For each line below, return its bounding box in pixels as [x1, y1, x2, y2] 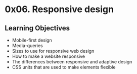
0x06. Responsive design [5, 4, 114, 15]
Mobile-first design [12, 37, 52, 43]
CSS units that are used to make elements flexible [12, 64, 116, 70]
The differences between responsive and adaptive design [12, 59, 132, 64]
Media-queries [12, 43, 43, 49]
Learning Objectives [5, 24, 70, 32]
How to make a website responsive [12, 53, 85, 59]
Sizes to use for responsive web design [12, 48, 95, 54]
